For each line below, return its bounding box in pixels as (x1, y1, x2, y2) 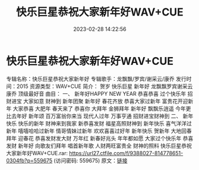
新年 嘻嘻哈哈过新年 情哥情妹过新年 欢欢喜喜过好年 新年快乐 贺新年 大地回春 (6, 127, 192, 134)
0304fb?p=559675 (6, 157, 53, 164)
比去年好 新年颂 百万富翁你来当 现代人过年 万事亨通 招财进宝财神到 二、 (6, 112, 182, 119)
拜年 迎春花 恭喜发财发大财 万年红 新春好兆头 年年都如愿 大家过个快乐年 (6, 134, 182, 141)
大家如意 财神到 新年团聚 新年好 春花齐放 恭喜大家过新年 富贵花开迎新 (23, 97, 194, 105)
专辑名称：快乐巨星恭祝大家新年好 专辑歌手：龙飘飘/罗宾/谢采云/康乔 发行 (6, 75, 187, 82)
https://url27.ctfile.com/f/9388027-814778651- (69, 149, 184, 156)
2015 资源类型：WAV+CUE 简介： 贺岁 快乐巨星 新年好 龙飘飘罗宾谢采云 (16, 83, 193, 90)
